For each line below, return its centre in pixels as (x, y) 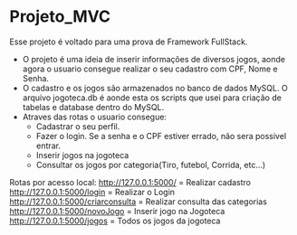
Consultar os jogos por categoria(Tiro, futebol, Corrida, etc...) (151, 164)
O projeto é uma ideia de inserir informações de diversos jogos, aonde (153, 59)
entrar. (48, 146)
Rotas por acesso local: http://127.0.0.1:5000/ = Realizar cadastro (130, 182)
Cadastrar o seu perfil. (78, 126)
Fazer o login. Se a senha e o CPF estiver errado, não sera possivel (161, 136)
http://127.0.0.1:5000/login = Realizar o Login (92, 192)
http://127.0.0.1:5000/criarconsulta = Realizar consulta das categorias (138, 202)
